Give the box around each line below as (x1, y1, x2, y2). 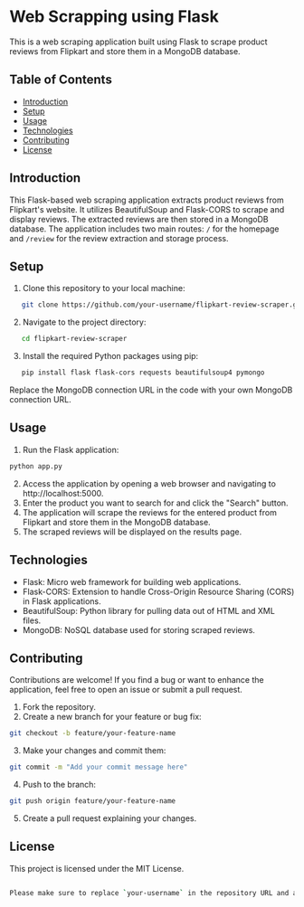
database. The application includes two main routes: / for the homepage (9, 223, 280, 234)
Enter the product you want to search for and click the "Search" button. (22, 497, 289, 508)
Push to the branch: (22, 779, 97, 790)
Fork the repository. (22, 702, 97, 713)
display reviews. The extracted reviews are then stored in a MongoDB (9, 213, 269, 224)
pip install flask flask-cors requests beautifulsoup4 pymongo (21, 368, 265, 377)
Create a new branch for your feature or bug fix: (22, 712, 202, 723)
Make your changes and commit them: (22, 745, 166, 756)
